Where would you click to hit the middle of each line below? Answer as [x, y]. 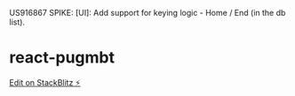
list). [17, 22]
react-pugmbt [62, 58]
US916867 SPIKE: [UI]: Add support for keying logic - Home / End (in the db [147, 13]
